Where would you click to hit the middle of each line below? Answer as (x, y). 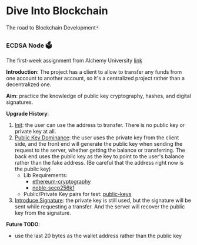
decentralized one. (29, 84)
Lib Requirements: (45, 175)
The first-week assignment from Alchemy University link (74, 61)
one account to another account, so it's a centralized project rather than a (96, 79)
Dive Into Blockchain (57, 11)
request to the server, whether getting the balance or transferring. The (100, 150)
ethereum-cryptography (61, 182)
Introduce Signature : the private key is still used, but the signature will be (103, 200)
